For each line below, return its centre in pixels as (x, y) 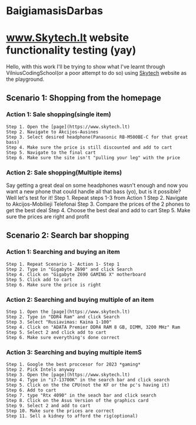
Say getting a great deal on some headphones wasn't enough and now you (97, 185)
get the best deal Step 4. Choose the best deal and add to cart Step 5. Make (98, 210)
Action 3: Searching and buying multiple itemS (74, 352)
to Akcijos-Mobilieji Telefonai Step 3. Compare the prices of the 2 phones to (98, 204)
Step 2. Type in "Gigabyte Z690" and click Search (69, 269)
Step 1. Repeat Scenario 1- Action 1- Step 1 (63, 264)
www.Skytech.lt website (68, 38)
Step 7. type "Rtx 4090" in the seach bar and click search (82, 396)
